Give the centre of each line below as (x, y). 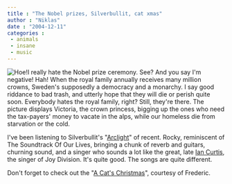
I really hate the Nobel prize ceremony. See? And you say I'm (114, 72)
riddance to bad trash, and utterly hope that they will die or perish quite (109, 94)
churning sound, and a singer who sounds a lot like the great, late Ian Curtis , (116, 152)
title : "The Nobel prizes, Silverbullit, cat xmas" (85, 14)
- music (21, 53)
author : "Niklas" (34, 20)
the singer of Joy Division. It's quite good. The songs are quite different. (110, 159)
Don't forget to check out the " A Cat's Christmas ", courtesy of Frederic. (109, 173)
